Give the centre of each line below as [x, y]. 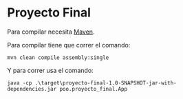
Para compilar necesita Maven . [51, 32]
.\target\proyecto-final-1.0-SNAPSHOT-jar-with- [106, 83]
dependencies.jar [32, 89]
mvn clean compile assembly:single [58, 57]
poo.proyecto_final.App [94, 89]
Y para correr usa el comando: [51, 70]
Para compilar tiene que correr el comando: [69, 45]
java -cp [20, 83]
